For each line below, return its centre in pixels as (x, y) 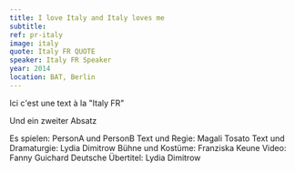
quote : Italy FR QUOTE (52, 52)
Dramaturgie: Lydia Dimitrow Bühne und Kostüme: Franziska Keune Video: (148, 147)
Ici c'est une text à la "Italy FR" (67, 103)
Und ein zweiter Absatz (53, 120)
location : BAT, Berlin (52, 77)
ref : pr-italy (36, 35)
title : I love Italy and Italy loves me (87, 18)
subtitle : (28, 26)
